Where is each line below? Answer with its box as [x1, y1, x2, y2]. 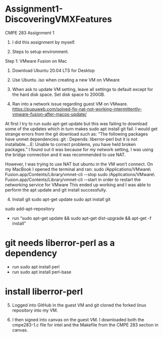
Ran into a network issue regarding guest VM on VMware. [12, 101, 128, 106]
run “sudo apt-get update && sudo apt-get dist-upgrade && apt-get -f [12, 215, 152, 221]
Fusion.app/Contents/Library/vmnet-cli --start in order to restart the [5, 177, 141, 182]
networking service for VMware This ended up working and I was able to [5, 181, 151, 188]
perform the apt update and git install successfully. [5, 187, 107, 193]
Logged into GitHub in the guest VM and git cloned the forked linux [12, 302, 147, 308]
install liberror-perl [5, 286, 83, 297]
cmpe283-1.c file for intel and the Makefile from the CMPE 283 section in [12, 322, 159, 328]
